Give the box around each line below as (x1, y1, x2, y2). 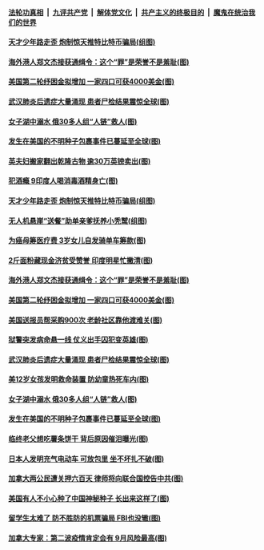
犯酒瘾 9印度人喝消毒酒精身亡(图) (8, 176, 118, 186)
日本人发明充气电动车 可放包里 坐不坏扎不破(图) (8, 454, 165, 463)
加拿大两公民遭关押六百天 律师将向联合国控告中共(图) (8, 474, 184, 483)
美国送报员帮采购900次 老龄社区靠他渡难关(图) (8, 315, 162, 325)
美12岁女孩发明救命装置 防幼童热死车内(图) (8, 374, 150, 384)
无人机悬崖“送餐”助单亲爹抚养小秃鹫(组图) (8, 216, 148, 225)
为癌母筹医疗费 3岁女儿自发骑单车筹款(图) (8, 236, 146, 245)
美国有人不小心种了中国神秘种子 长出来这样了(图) (8, 493, 170, 503)
